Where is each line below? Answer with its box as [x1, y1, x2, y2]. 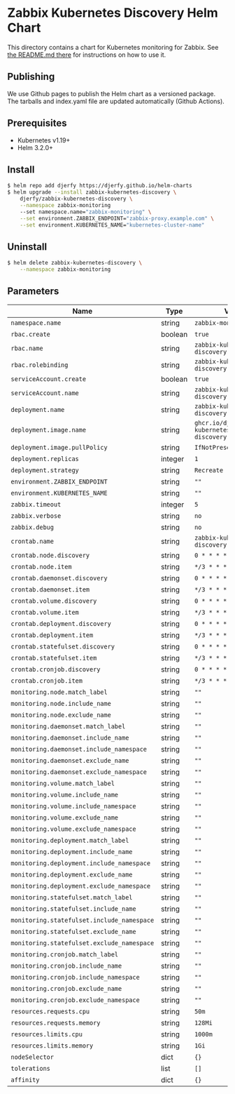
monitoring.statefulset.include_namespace [10, 916, 155, 924]
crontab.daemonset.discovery [10, 574, 108, 582]
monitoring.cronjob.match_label [10, 950, 119, 959]
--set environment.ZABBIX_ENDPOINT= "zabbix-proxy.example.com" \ [20, 215, 215, 222]
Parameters [7, 286, 59, 298]
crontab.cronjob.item [10, 676, 83, 685]
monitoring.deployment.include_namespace [10, 859, 151, 867]
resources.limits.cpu [10, 1030, 83, 1038]
